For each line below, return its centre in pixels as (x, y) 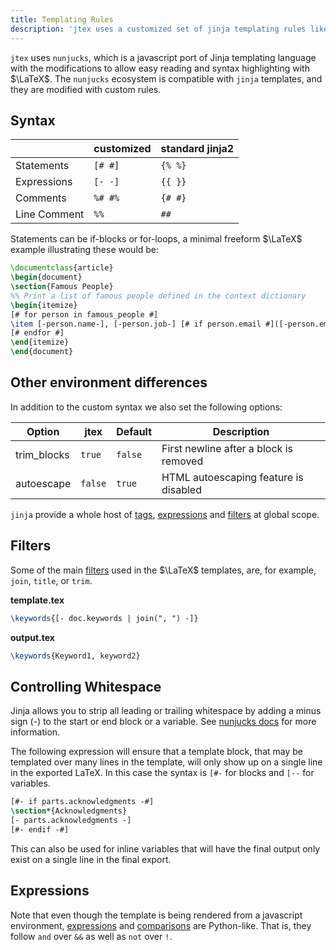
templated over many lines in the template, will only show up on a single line (166, 762)
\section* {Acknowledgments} (69, 811)
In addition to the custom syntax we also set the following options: (146, 407)
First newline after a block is (227, 448)
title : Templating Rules (62, 19)
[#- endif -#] (40, 829)
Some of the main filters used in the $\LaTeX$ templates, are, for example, (163, 570)
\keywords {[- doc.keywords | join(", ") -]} (104, 618)
